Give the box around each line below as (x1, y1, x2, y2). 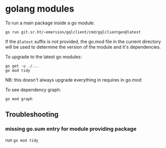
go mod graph (5, 96, 33, 101)
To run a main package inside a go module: (5, 20, 95, 26)
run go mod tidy (5, 137, 39, 143)
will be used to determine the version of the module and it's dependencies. (5, 44, 161, 50)
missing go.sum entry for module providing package (5, 125, 137, 132)
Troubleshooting (5, 110, 59, 119)
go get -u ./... (5, 63, 39, 68)
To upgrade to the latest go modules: (5, 54, 82, 60)
